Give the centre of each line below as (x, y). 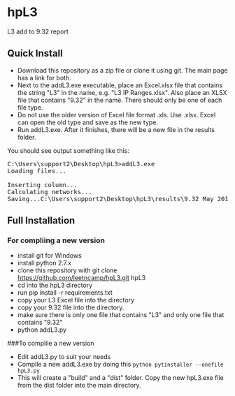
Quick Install (35, 53)
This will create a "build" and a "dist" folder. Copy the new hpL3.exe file (120, 378)
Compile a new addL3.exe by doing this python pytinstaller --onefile (120, 365)
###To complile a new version (51, 344)
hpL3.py (28, 371)
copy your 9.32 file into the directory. (71, 307)
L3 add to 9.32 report (38, 31)
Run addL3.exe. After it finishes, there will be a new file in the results (116, 129)
